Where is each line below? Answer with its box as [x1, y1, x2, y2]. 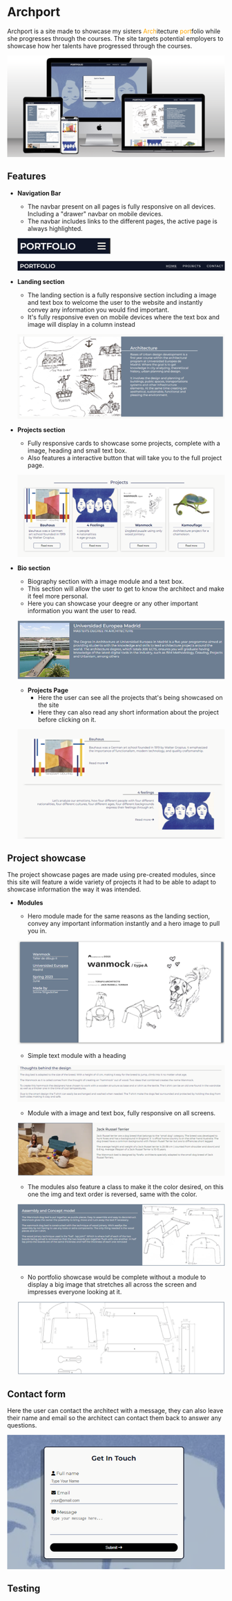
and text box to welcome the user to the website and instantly [27, 298, 203, 306]
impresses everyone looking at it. [27, 1287, 122, 1296]
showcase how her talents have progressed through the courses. [7, 41, 193, 50]
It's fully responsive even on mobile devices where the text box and [27, 312, 220, 321]
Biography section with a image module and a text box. [27, 577, 184, 585]
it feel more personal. [27, 591, 88, 600]
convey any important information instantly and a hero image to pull [27, 920, 220, 928]
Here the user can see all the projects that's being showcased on [37, 694, 223, 702]
